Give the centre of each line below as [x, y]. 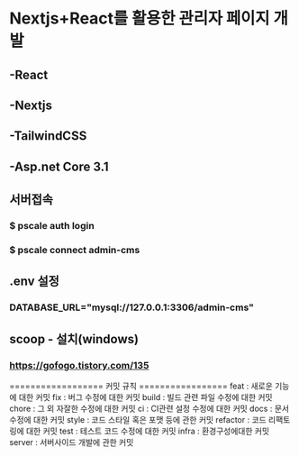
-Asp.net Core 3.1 [59, 166]
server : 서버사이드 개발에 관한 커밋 [72, 442]
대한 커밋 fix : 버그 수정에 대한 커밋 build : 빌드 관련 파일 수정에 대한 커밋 [145, 397]
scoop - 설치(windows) [74, 339]
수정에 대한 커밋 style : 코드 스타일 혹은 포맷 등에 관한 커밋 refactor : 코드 [138, 419]
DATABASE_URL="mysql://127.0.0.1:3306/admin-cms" [131, 307]
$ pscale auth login [52, 226]
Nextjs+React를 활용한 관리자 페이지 [140, 18]
